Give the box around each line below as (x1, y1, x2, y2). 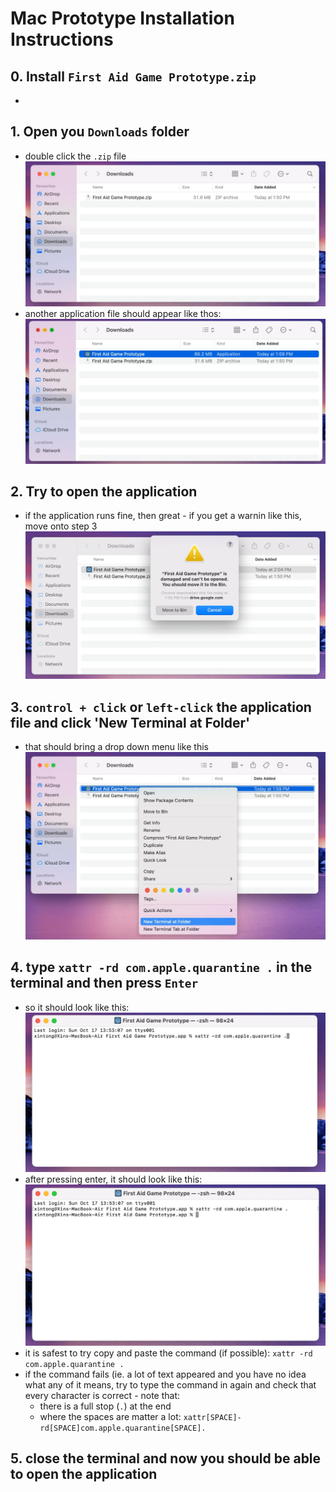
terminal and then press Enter (10, 975, 199, 992)
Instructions (10, 28, 114, 51)
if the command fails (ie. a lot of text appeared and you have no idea (24, 1368, 307, 1380)
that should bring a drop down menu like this (24, 741, 209, 753)
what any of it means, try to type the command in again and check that (24, 1378, 317, 1391)
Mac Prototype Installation (10, 7, 235, 30)
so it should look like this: (24, 1001, 130, 1013)
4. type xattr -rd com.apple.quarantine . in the (10, 959, 313, 976)
